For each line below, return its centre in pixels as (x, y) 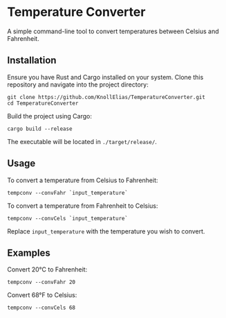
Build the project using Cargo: (49, 116)
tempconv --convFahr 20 (41, 282)
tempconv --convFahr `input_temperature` (68, 193)
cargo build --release (40, 129)
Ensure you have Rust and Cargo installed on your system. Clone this (105, 77)
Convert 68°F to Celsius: (42, 295)
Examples (29, 253)
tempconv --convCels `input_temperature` (68, 218)
